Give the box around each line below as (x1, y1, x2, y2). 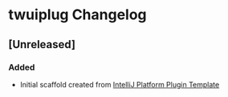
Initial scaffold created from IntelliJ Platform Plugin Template (19, 79, 220, 89)
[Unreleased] (8, 38, 76, 51)
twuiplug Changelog (8, 6, 147, 24)
